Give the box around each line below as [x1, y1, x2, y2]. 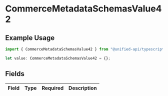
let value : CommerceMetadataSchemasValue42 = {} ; [5, 55, 111, 60]
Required [41, 84, 64, 91]
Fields [5, 69, 25, 78]
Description [68, 84, 97, 91]
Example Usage [5, 33, 55, 42]
